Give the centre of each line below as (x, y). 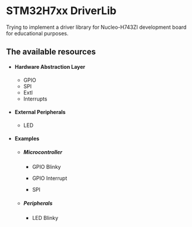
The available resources (51, 52)
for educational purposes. (37, 33)
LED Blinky (45, 218)
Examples (27, 139)
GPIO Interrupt (50, 178)
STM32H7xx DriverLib (61, 11)
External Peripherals (40, 112)
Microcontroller (43, 152)
